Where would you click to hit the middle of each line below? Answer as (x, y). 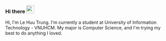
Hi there (15, 11)
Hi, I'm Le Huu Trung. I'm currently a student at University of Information (81, 22)
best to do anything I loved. (34, 33)
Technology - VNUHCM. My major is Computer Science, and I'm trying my (83, 28)
